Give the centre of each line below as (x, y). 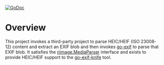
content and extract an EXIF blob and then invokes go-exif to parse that (85, 47)
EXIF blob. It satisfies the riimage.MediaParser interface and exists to (76, 52)
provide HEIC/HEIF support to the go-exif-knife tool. (58, 57)
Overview (26, 28)
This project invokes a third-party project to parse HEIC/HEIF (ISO (73, 41)
